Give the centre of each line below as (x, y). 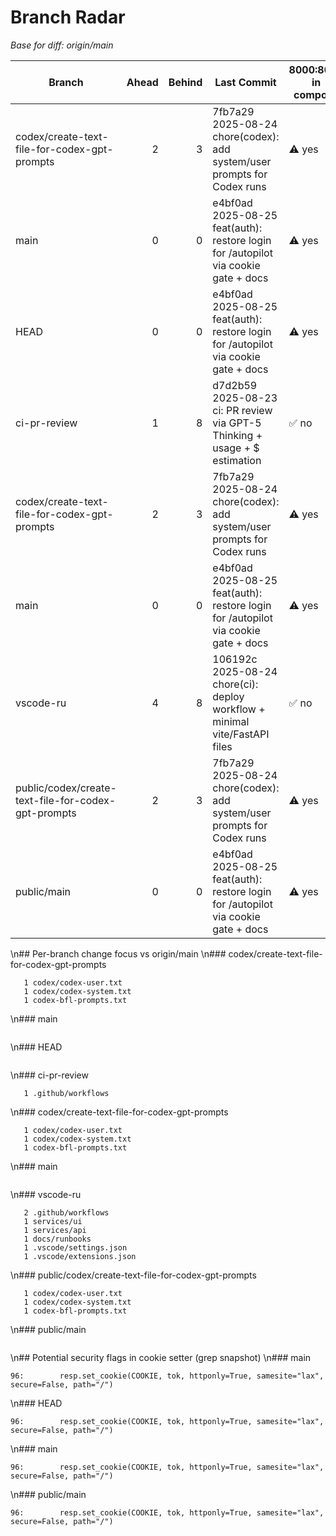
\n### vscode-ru (46, 1194)
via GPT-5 (237, 423)
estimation (237, 460)
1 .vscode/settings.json (75, 1247)
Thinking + (237, 435)
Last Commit (245, 82)
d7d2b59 (235, 385)
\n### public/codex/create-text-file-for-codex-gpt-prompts (133, 1275)
